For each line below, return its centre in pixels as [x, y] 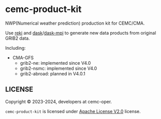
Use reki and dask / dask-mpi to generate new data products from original [81, 33]
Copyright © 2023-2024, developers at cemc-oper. [59, 101]
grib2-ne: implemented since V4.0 [55, 63]
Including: [16, 48]
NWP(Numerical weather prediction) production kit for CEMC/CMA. [75, 23]
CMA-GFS [23, 57]
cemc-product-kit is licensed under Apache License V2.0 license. [73, 111]
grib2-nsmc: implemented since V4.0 [58, 68]
